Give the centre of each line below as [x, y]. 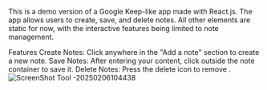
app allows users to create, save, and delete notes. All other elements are [129, 20]
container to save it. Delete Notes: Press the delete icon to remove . [119, 69]
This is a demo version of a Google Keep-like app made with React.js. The [130, 12]
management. [31, 37]
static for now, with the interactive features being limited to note [113, 28]
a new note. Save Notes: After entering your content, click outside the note [131, 61]
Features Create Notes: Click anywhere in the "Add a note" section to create [134, 52]
